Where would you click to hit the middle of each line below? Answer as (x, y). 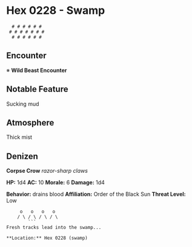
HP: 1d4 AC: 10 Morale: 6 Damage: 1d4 (55, 182)
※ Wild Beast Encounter (37, 70)
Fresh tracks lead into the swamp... (54, 228)
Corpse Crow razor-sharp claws (47, 171)
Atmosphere (30, 122)
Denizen (22, 156)
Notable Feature (37, 89)
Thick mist (19, 137)
